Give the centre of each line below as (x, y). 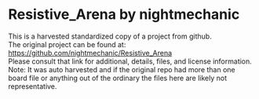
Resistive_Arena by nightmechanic (124, 15)
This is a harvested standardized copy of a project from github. (110, 36)
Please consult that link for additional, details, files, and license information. (130, 61)
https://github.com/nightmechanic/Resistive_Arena (90, 53)
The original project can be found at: (67, 44)
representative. (33, 86)
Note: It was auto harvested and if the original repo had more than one (122, 69)
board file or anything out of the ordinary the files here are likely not (118, 78)
